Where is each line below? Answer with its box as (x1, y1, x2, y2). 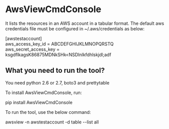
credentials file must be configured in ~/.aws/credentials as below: (5, 25, 145, 31)
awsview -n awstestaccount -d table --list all (5, 119, 99, 125)
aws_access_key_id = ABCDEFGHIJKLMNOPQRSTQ (5, 40, 114, 47)
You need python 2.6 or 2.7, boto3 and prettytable (5, 79, 110, 85)
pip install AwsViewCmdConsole (5, 99, 73, 105)
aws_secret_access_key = (5, 46, 60, 52)
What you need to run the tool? (5, 66, 105, 75)
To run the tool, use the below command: (5, 109, 91, 115)
